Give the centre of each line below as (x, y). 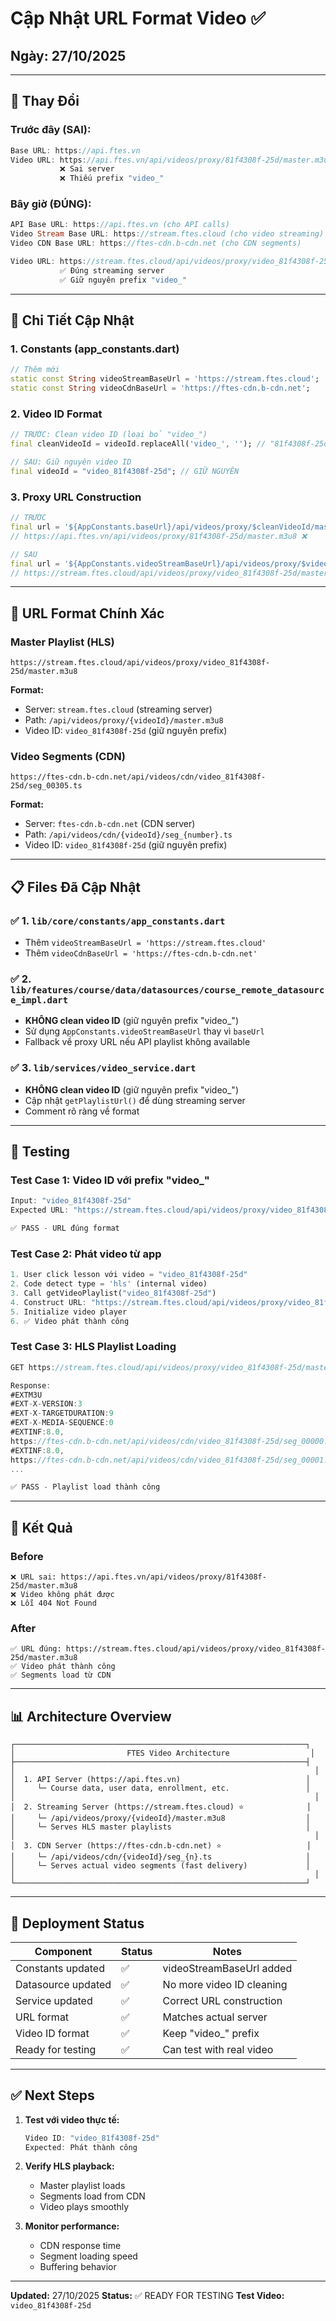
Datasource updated (63, 1984)
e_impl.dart (39, 1000)
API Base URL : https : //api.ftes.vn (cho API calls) (120, 225)
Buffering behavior (78, 2267)
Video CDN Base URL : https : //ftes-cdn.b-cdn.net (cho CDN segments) (156, 243)
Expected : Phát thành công (81, 2147)
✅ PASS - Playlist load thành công (85, 1487)
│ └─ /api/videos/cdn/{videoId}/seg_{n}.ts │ (160, 1857)
